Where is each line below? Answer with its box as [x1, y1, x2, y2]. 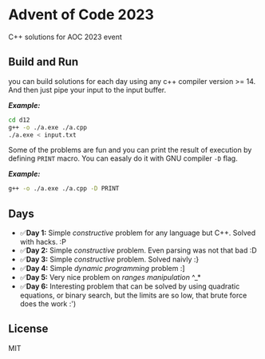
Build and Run [8, 55, 78, 69]
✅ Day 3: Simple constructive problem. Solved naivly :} [19, 254, 200, 265]
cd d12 [8, 116, 30, 124]
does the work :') [19, 299, 77, 309]
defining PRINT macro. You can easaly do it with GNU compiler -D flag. [8, 154, 238, 163]
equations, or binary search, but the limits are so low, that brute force [19, 290, 247, 301]
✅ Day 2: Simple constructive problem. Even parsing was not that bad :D [19, 245, 257, 255]
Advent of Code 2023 [8, 6, 154, 24]
